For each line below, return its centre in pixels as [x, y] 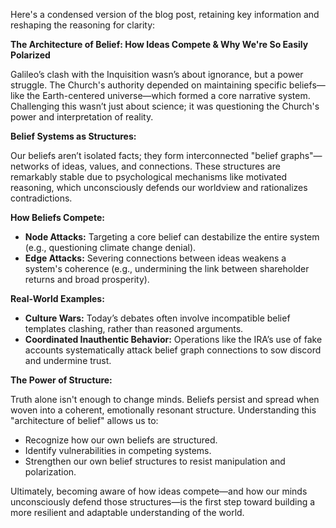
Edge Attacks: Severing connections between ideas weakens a [155, 258]
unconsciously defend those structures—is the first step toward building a [163, 502]
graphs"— [301, 155]
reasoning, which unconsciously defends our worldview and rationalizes [159, 187]
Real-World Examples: [57, 298]
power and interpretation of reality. [82, 117]
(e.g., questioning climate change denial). [110, 247]
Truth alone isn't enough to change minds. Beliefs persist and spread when [165, 399]
